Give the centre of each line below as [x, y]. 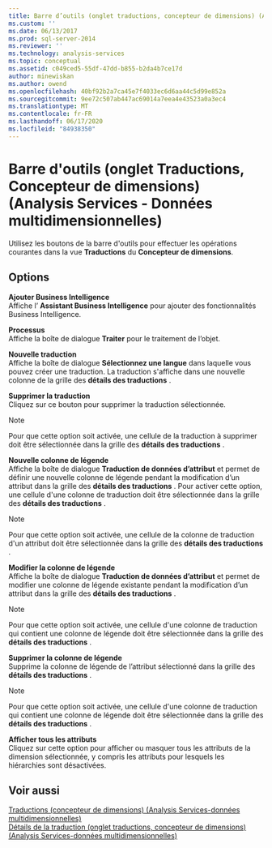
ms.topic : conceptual [45, 62]
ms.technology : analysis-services [67, 54]
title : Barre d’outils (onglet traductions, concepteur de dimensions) [132, 16]
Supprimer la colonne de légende [66, 657]
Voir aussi [34, 790]
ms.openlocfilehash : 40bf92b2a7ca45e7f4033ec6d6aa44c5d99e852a [117, 91]
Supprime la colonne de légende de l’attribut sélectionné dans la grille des [132, 666]
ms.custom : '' [32, 24]
